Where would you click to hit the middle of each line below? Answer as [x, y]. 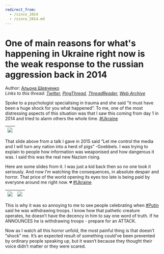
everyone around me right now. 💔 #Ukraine [48, 182]
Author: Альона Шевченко [32, 88]
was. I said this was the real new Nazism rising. [53, 157]
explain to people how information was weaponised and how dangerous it [80, 152]
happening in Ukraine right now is [75, 53]
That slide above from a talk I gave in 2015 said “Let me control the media [79, 141]
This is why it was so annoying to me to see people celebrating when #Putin [82, 205]
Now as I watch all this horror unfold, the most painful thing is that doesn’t [80, 231]
